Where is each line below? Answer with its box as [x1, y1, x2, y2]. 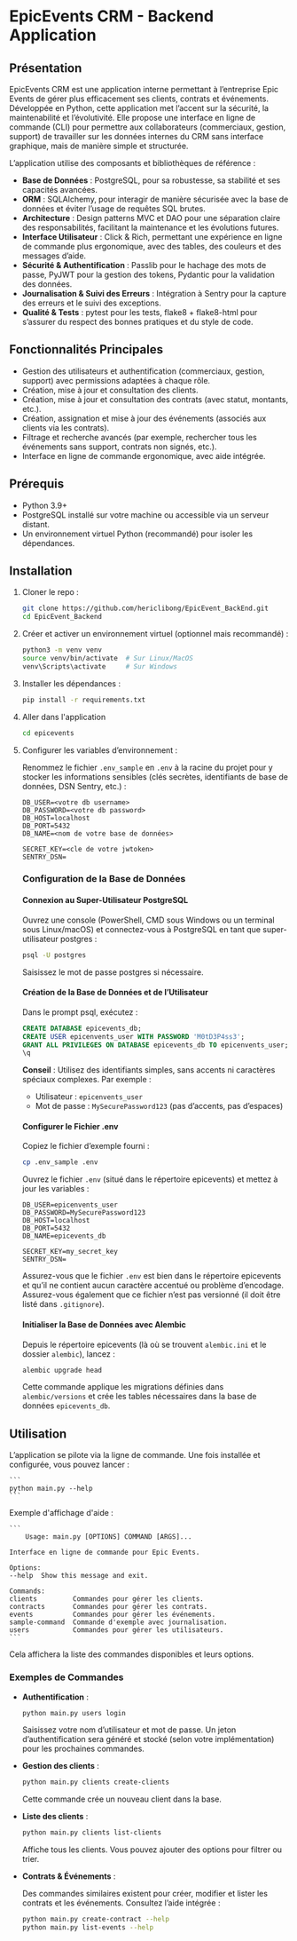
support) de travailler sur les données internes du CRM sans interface [9, 131, 264, 141]
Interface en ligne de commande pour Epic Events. [9, 1548, 200, 1557]
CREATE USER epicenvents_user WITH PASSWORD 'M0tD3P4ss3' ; [21, 1032, 246, 1041]
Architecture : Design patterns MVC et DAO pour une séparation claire [21, 213, 281, 223]
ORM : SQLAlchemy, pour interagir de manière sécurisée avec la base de [21, 194, 289, 204]
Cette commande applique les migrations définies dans [21, 1382, 224, 1392]
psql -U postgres [21, 950, 87, 960]
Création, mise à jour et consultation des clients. [21, 384, 199, 395]
